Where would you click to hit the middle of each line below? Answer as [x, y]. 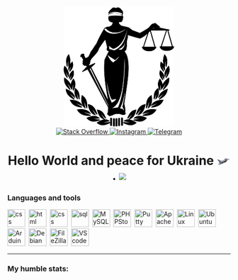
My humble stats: [38, 269]
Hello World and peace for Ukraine [111, 161]
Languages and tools [44, 198]
